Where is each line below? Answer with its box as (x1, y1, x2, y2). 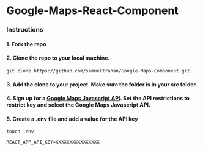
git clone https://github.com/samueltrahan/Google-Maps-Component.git (6, 68, 190, 74)
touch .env (6, 128, 34, 135)
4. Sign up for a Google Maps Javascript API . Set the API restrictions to (6, 95, 190, 102)
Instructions (6, 26, 44, 34)
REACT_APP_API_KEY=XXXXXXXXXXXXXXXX (6, 139, 100, 146)
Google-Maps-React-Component (6, 4, 179, 18)
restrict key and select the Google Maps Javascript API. (6, 101, 151, 108)
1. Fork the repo (6, 40, 46, 47)
